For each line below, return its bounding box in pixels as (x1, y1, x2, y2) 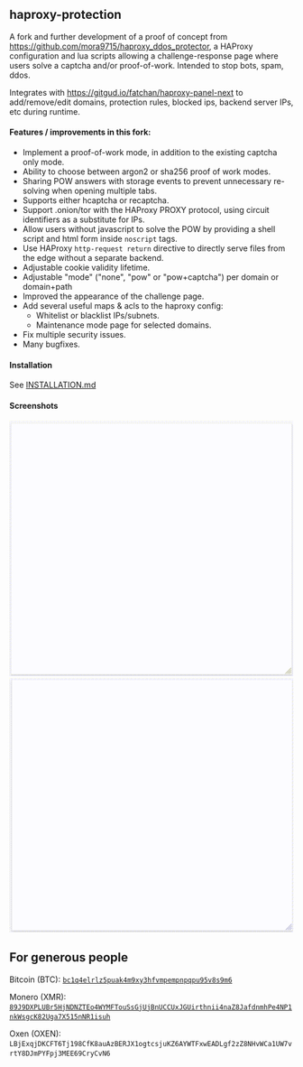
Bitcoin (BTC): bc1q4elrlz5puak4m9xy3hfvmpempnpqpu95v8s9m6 (9, 974, 233, 985)
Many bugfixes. (22, 339, 81, 350)
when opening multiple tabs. (51, 185, 158, 197)
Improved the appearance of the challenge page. (22, 291, 205, 302)
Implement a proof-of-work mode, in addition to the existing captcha (22, 147, 278, 158)
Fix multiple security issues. (22, 329, 126, 340)
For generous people (9, 950, 129, 965)
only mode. (22, 157, 65, 168)
